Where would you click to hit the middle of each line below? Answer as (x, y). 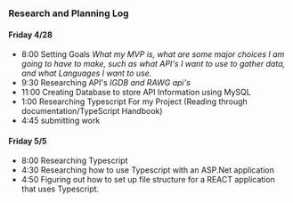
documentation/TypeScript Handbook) (92, 111)
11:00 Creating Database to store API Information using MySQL (136, 93)
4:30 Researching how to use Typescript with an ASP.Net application (148, 170)
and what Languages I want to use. (86, 73)
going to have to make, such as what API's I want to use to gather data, (153, 64)
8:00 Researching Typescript (74, 161)
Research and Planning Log (69, 13)
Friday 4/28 (30, 35)
